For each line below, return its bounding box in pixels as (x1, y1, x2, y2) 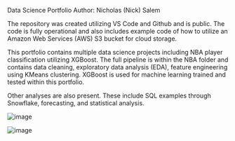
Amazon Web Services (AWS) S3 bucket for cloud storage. (7, 34, 177, 43)
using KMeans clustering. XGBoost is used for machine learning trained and (7, 70, 227, 79)
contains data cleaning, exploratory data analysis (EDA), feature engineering (7, 63, 228, 71)
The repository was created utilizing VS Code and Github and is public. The (7, 20, 225, 27)
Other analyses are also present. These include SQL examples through (7, 91, 212, 100)
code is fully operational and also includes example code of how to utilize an (7, 27, 228, 35)
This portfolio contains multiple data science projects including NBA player (7, 48, 223, 56)
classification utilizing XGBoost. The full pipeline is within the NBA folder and (7, 55, 229, 64)
